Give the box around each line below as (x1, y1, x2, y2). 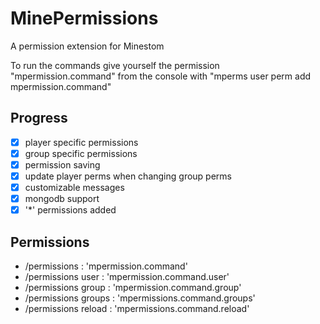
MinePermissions (10, 7, 159, 30)
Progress (10, 110, 68, 127)
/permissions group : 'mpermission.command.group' (24, 282, 242, 293)
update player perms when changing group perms (24, 170, 232, 182)
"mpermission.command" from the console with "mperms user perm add (10, 70, 312, 82)
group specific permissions (24, 147, 138, 159)
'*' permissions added (24, 204, 117, 216)
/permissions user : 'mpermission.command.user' (24, 271, 230, 282)
